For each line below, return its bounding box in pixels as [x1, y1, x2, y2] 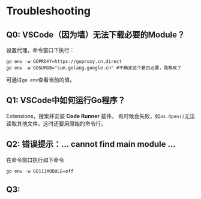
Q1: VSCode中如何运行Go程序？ [6, 95, 126, 105]
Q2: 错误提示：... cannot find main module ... [6, 139, 176, 149]
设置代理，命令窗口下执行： [6, 47, 75, 53]
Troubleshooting [6, 4, 91, 18]
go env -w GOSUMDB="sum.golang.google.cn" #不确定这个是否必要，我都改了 [6, 65, 182, 71]
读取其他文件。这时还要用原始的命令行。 [6, 120, 106, 127]
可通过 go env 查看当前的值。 [6, 76, 75, 83]
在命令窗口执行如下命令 [6, 156, 64, 163]
